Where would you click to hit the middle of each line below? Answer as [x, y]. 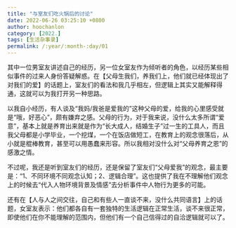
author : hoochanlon [36, 27]
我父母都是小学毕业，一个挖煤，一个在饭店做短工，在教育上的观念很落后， [115, 135]
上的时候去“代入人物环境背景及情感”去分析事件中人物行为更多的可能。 [109, 185]
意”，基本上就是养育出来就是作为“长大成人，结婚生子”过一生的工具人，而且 [116, 126]
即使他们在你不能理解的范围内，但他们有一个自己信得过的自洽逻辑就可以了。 [118, 217]
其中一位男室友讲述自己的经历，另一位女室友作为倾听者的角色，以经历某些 [115, 67]
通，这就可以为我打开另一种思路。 [57, 93]
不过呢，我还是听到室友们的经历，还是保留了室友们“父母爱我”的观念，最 [112, 167]
